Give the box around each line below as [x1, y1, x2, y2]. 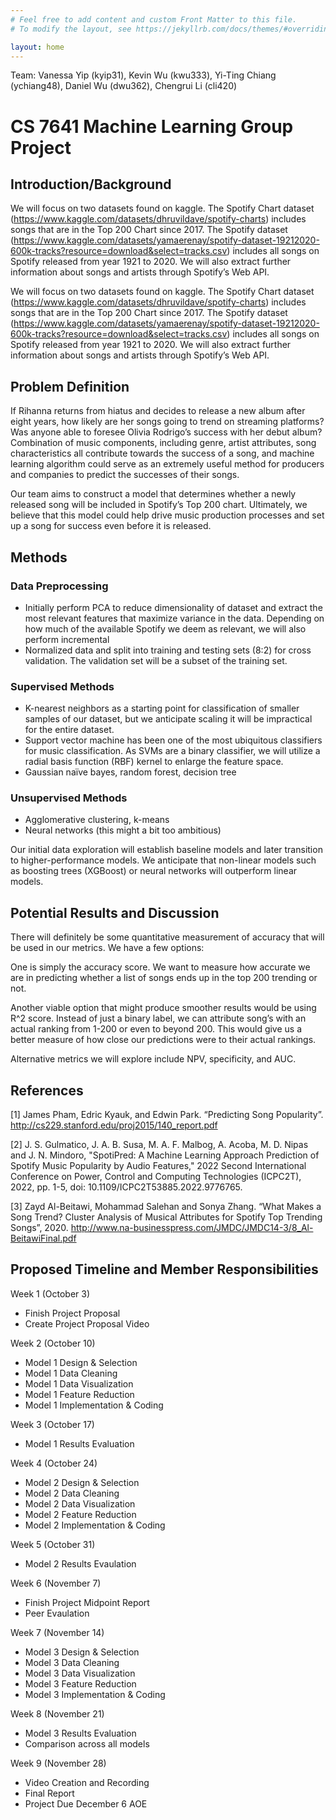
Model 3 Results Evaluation [24, 1727, 137, 1739]
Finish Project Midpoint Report [24, 1596, 150, 1608]
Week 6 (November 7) [10, 1577, 102, 1589]
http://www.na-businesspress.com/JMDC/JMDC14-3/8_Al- [70, 1222, 314, 1234]
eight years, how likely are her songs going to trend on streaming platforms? [10, 416, 325, 428]
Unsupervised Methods [10, 791, 128, 805]
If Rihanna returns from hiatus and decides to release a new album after [10, 405, 306, 417]
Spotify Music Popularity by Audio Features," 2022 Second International [10, 1160, 307, 1172]
